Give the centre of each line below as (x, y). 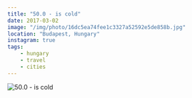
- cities (33, 67)
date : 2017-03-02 (33, 21)
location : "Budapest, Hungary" (54, 34)
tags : (15, 47)
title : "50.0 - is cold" (44, 14)
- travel (33, 60)
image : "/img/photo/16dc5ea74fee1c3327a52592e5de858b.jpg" (97, 27)
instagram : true (31, 40)
